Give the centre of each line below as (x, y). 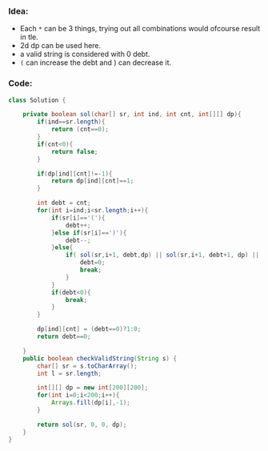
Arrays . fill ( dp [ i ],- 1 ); (90, 403)
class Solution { (37, 100)
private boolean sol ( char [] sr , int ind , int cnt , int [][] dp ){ (132, 115)
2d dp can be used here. (60, 46)
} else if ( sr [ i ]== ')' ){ (89, 233)
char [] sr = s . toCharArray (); (87, 366)
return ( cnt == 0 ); (80, 130)
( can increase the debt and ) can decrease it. (96, 62)
